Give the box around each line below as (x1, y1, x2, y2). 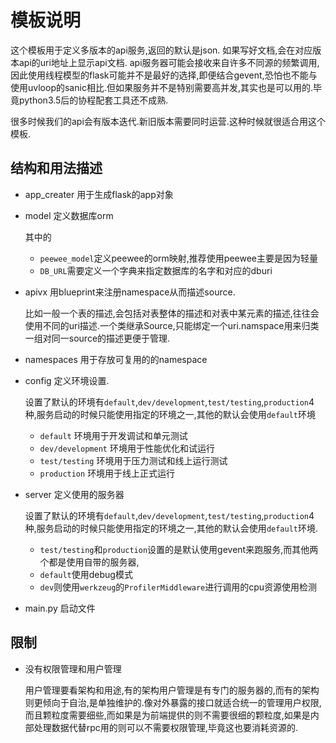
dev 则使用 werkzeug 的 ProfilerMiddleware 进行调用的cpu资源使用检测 (39, 581, 318, 593)
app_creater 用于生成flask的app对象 (24, 188, 174, 200)
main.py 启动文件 (24, 602, 96, 614)
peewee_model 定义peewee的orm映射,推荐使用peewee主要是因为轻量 (39, 252, 319, 264)
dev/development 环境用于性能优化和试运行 (39, 442, 215, 454)
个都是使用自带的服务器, (39, 556, 140, 568)
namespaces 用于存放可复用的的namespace (24, 353, 208, 365)
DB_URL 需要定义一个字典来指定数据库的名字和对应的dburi (39, 264, 273, 276)
